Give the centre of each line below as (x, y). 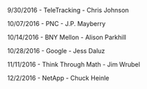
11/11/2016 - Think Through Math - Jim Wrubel (74, 64)
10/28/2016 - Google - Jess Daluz (56, 51)
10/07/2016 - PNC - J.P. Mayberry (57, 23)
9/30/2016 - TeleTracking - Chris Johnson (68, 10)
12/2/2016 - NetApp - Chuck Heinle (58, 78)
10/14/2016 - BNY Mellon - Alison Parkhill (67, 37)
